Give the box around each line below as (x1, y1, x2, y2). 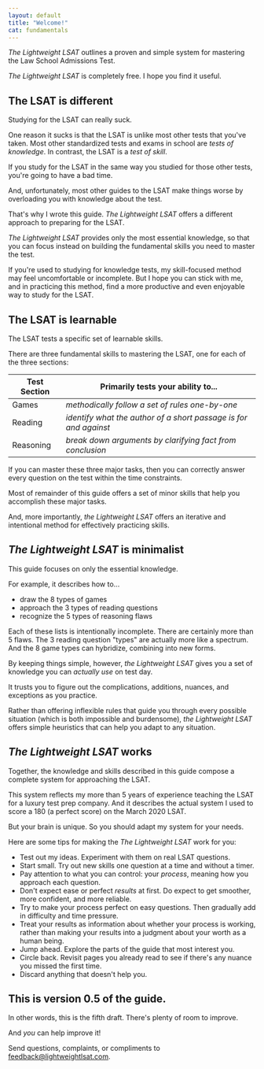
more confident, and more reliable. (19, 894, 132, 904)
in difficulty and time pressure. (19, 911, 119, 920)
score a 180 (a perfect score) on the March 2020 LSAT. (8, 806, 187, 816)
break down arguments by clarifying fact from (65, 435, 236, 446)
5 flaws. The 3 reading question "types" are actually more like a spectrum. (8, 634, 249, 644)
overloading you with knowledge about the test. (8, 194, 163, 204)
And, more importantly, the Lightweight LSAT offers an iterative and (8, 512, 226, 521)
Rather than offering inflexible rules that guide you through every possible (8, 705, 247, 715)
